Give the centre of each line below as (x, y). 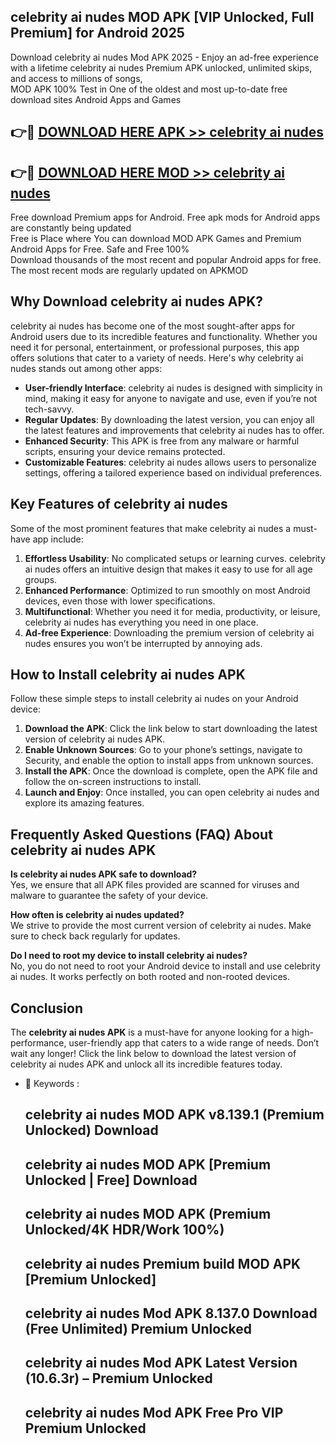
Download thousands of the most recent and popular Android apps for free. (166, 260)
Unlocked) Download (91, 1130)
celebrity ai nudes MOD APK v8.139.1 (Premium (174, 1115)
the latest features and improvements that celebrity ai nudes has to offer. (174, 430)
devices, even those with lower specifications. (120, 601)
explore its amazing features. (84, 803)
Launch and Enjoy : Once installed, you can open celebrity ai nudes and (172, 792)
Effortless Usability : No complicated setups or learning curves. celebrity (175, 558)
